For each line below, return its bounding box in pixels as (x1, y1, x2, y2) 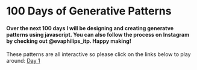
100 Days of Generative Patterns (6, 4, 172, 18)
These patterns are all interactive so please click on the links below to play (6, 51, 191, 58)
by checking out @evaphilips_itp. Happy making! (6, 37, 131, 45)
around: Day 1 (6, 57, 40, 65)
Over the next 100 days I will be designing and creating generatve (6, 24, 174, 31)
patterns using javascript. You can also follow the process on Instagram (6, 31, 190, 38)
